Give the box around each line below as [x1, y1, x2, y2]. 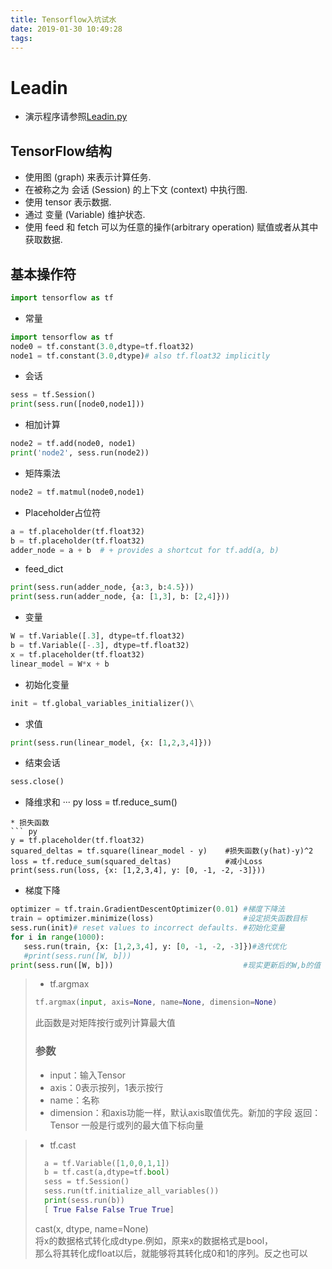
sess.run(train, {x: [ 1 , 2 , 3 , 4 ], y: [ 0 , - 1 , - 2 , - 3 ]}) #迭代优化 [23, 941, 287, 951]
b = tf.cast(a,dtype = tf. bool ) [44, 1167, 170, 1178]
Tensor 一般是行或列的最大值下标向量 [49, 1119, 204, 1131]
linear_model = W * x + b [10, 659, 110, 669]
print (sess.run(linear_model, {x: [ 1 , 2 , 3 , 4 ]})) [10, 737, 213, 748]
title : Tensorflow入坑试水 [10, 14, 117, 25]
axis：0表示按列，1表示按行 [49, 1081, 164, 1093]
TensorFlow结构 [10, 142, 112, 160]
